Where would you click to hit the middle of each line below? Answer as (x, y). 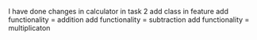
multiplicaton (29, 28)
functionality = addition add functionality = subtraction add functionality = (129, 20)
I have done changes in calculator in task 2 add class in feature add (118, 11)
